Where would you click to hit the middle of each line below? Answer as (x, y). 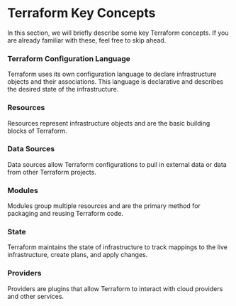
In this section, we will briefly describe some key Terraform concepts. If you (118, 33)
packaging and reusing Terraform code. (66, 214)
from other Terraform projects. (52, 172)
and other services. (36, 296)
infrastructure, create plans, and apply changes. (78, 255)
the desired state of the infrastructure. (63, 89)
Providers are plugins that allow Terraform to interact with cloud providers (115, 288)
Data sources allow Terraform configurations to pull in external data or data (117, 164)
